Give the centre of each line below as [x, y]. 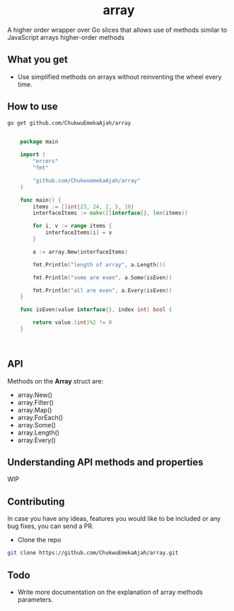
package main [39, 142]
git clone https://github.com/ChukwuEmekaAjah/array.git [93, 553]
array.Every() [37, 440]
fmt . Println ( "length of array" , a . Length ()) [99, 264]
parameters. [35, 599]
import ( [33, 155]
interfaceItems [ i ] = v [78, 232]
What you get [38, 60]
